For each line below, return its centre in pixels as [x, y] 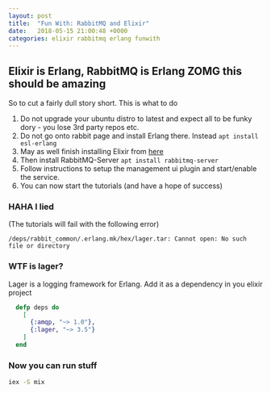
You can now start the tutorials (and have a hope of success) [121, 186]
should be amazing [57, 84]
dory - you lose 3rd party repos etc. [79, 128]
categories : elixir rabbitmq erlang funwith [84, 38]
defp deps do [38, 307]
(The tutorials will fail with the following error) [84, 224]
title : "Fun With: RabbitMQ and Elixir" [79, 23]
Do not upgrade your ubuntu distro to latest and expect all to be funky [136, 119]
